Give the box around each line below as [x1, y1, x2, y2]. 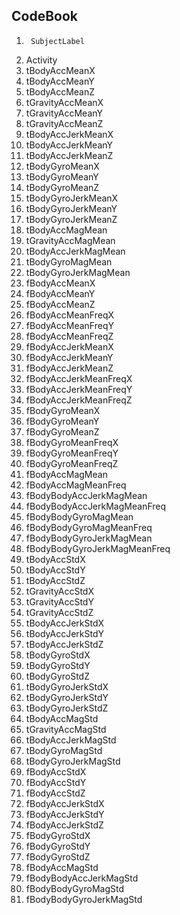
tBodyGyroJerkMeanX [25, 192, 119, 204]
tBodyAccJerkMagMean [25, 245, 126, 257]
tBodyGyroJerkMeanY [25, 202, 118, 214]
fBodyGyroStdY [25, 840, 91, 852]
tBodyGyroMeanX [25, 160, 100, 172]
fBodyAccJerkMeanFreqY [25, 383, 133, 395]
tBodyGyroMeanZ [25, 181, 100, 193]
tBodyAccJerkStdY [25, 627, 104, 639]
